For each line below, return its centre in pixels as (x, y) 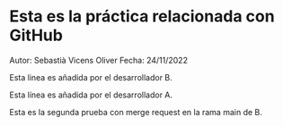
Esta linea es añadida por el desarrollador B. (91, 77)
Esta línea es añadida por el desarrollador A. (91, 95)
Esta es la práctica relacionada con (142, 17)
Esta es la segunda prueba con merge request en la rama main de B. (136, 112)
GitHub (36, 35)
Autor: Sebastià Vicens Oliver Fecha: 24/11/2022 (99, 60)
